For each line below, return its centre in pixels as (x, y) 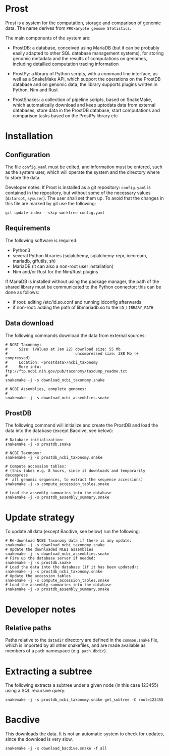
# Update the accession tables (38, 576)
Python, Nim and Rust (35, 89)
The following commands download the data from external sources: (76, 335)
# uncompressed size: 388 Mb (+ (72, 353)
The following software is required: (41, 240)
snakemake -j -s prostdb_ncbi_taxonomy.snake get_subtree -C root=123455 (84, 700)
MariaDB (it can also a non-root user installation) (63, 266)
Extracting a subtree (49, 671)
